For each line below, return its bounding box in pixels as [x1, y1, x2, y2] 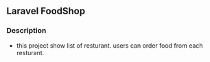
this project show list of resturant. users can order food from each [16, 41, 203, 50]
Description [6, 26, 47, 35]
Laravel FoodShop [6, 5, 86, 17]
